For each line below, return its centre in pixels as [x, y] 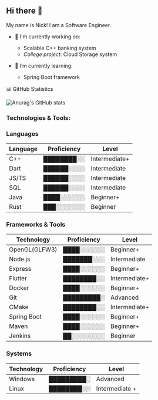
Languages [23, 133]
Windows [22, 379]
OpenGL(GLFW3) [33, 250]
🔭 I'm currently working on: [47, 37]
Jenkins [20, 336]
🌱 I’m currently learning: [43, 65]
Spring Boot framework [52, 77]
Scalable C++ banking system [60, 48]
